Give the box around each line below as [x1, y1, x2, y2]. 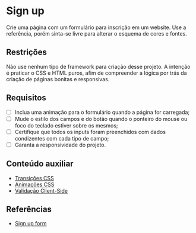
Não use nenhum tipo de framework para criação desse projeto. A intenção [6, 63, 191, 70]
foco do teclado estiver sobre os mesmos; [14, 122, 118, 129]
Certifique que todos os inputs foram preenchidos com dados [14, 128, 166, 135]
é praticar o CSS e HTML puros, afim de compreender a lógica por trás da [6, 69, 187, 76]
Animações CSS [14, 181, 55, 188]
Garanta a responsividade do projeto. [14, 141, 106, 148]
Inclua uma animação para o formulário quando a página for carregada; [14, 108, 190, 116]
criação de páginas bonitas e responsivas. [6, 75, 110, 82]
